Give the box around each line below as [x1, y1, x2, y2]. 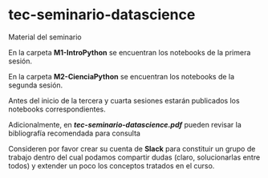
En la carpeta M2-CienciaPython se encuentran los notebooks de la [8, 71, 235, 81]
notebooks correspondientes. [8, 104, 106, 114]
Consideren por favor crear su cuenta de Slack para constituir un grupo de [8, 144, 256, 153]
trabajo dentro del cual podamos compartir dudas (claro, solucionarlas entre [8, 152, 261, 162]
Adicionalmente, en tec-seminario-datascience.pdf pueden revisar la [8, 119, 242, 129]
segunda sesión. [8, 80, 63, 90]
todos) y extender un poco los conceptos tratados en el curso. [8, 160, 215, 170]
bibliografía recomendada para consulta [8, 128, 140, 138]
